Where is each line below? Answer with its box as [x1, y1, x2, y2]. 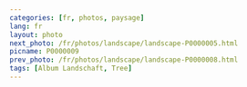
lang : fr [9, 22, 43, 31]
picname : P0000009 [9, 47, 79, 56]
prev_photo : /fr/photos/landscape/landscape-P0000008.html [9, 55, 239, 64]
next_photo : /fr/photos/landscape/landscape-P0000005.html [9, 38, 239, 48]
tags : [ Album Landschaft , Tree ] [9, 64, 132, 73]
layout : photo [9, 30, 64, 39]
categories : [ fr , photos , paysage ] [9, 13, 145, 23]
